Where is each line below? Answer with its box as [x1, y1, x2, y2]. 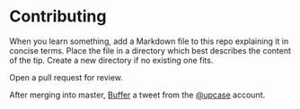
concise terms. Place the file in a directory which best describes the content [9, 45, 292, 55]
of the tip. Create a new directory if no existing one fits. [9, 54, 214, 65]
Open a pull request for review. [9, 71, 124, 82]
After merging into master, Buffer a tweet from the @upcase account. [9, 89, 266, 100]
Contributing [9, 6, 107, 27]
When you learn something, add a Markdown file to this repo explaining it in [9, 36, 289, 46]
